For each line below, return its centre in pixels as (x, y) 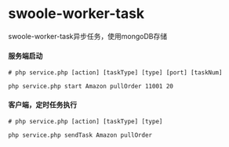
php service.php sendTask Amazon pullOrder (80, 135)
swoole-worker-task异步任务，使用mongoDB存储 (87, 36)
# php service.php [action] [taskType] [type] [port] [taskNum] (115, 73)
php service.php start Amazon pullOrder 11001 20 (91, 87)
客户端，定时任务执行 (42, 104)
